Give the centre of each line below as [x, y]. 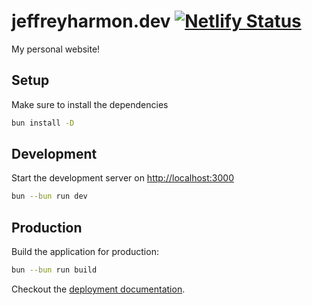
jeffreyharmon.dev [91, 21]
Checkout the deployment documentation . [98, 289]
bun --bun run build [54, 270]
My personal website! [56, 49]
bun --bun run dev [49, 196]
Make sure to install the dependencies [90, 104]
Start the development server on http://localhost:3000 [122, 178]
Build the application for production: [85, 252]
